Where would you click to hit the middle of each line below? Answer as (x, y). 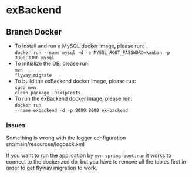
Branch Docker (34, 32)
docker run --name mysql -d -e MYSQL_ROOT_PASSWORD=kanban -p (92, 53)
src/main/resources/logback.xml (46, 144)
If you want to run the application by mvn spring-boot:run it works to (89, 155)
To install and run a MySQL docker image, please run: (80, 46)
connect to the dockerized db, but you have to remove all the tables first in (96, 162)
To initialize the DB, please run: (52, 63)
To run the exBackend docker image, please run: (73, 98)
